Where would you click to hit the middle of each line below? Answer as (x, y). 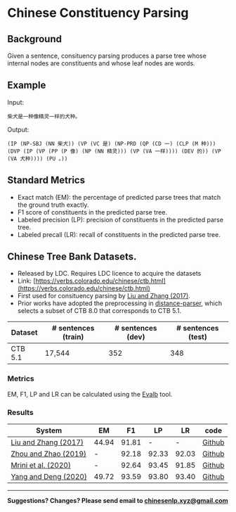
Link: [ (27, 281)
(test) (198, 337)
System (49, 430)
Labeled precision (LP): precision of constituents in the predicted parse (120, 219)
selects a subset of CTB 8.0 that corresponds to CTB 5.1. (99, 311)
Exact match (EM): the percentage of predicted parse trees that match (119, 197)
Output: (18, 129)
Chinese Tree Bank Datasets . (72, 257)
